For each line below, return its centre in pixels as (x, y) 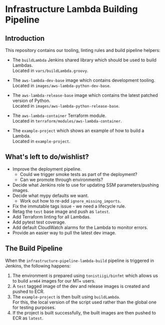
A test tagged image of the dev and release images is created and (81, 286)
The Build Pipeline (34, 248)
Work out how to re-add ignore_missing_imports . (70, 200)
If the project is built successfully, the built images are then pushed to (84, 312)
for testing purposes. (34, 307)
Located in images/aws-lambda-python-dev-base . (61, 85)
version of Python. (31, 100)
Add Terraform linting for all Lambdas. (51, 216)
